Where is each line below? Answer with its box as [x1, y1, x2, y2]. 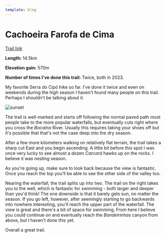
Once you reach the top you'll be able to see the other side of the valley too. [5, 170, 161, 176]
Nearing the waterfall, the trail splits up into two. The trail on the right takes [5, 180, 159, 186]
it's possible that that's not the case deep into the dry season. [5, 130, 132, 136]
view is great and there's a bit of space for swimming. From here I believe [5, 207, 156, 213]
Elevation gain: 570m [5, 64, 50, 70]
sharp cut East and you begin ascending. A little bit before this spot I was [5, 145, 155, 151]
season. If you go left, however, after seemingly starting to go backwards [5, 196, 155, 202]
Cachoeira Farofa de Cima [5, 28, 114, 40]
